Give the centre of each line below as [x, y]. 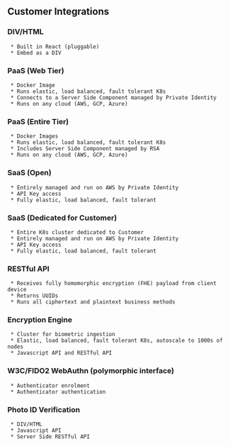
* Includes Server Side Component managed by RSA [85, 149]
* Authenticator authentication [58, 392]
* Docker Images [34, 136]
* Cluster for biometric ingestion [63, 335]
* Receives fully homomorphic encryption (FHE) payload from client [114, 284]
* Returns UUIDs [34, 296]
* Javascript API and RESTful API [61, 353]
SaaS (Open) [29, 173]
